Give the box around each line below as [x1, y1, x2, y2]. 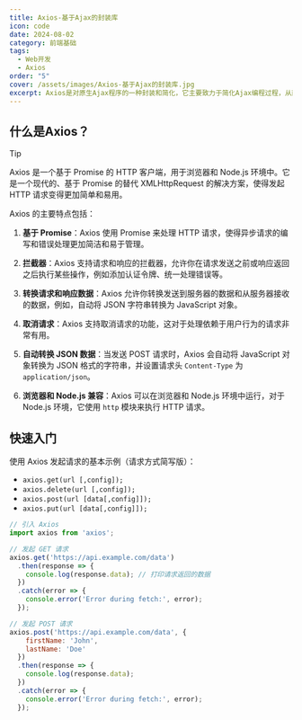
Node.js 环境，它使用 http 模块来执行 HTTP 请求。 [22, 402, 210, 413]
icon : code [9, 22, 50, 31]
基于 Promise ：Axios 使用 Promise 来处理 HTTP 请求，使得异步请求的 [22, 227, 281, 238]
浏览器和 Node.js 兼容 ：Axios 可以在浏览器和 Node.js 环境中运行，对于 [22, 390, 285, 401]
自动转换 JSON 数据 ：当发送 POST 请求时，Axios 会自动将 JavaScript [22, 349, 280, 360]
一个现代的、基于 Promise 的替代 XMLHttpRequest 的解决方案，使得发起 [16, 178, 285, 189]
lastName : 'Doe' [25, 644, 87, 653]
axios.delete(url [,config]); [22, 485, 137, 494]
